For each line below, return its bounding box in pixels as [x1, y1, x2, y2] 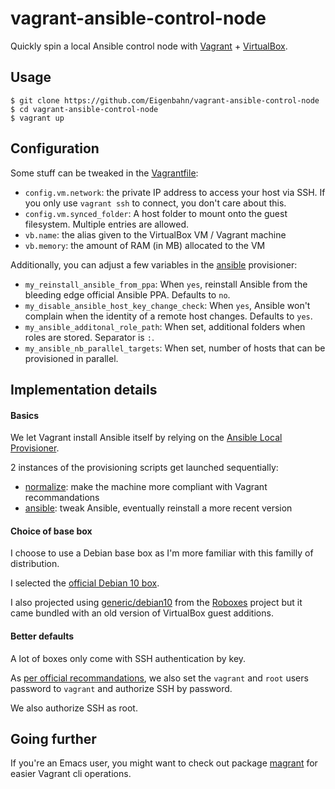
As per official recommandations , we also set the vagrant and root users [10, 672, 309, 684]
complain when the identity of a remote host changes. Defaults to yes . [24, 310, 313, 322]
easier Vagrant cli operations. [10, 768, 132, 780]
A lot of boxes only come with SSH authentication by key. [10, 652, 247, 664]
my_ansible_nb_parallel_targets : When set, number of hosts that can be [24, 342, 326, 354]
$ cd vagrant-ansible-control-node [10, 104, 159, 114]
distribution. [10, 558, 60, 570]
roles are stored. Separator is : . [24, 331, 155, 343]
